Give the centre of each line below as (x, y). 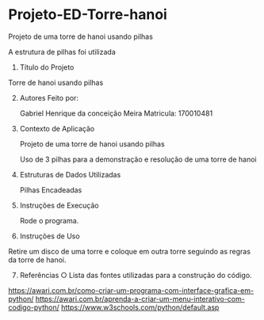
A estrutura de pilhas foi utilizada (62, 51)
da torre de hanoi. (37, 260)
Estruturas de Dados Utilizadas (70, 174)
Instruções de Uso (50, 236)
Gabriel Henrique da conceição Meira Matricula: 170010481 (116, 113)
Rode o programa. (49, 220)
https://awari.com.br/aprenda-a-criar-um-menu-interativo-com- (140, 299)
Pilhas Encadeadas (51, 190)
